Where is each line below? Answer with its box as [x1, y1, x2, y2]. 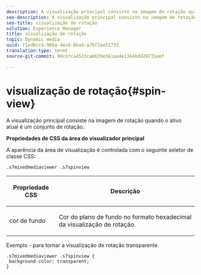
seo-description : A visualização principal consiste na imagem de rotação [6, 14, 197, 20]
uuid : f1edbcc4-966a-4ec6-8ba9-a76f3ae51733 [6, 42, 119, 48]
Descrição [110, 187, 141, 195]
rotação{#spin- [87, 84, 166, 97]
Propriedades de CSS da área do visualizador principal [6, 135, 145, 142]
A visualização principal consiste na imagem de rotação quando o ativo [6, 117, 182, 124]
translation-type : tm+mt [6, 48, 68, 54]
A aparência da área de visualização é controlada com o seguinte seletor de [6, 146, 194, 153]
